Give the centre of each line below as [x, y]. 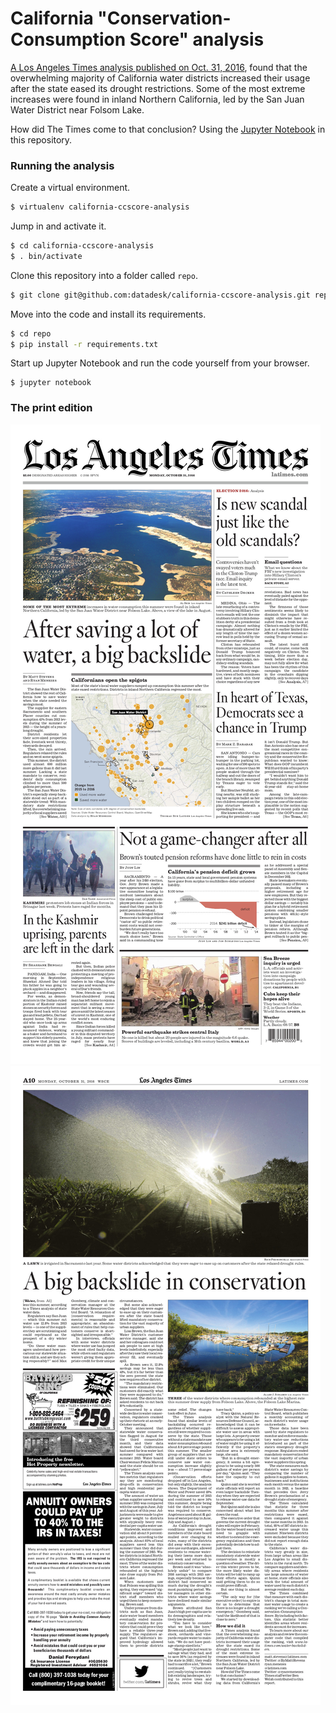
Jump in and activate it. [58, 226]
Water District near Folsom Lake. [77, 109]
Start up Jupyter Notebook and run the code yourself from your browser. [160, 363]
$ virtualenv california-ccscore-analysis [100, 207]
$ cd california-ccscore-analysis [82, 246]
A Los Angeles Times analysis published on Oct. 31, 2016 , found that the [159, 67]
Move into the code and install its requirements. [108, 314]
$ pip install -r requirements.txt [84, 344]
